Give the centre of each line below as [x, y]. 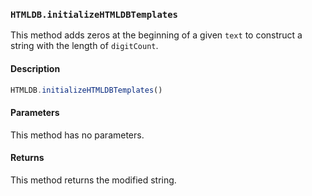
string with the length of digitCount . [84, 46]
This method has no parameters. [77, 135]
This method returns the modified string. [93, 180]
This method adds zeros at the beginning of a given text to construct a [156, 35]
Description [35, 68]
